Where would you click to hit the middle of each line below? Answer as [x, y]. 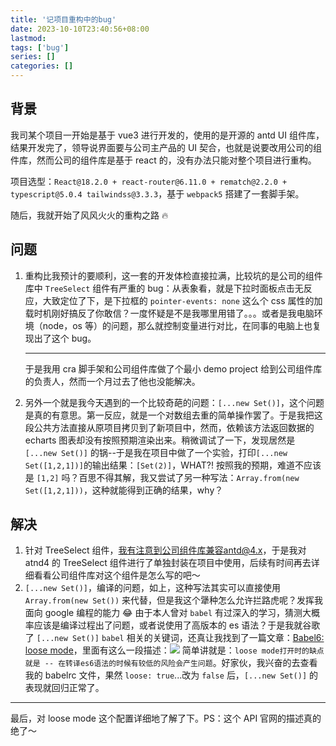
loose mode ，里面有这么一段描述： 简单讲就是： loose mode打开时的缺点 [174, 650]
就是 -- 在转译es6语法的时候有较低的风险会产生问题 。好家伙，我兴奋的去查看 [171, 663]
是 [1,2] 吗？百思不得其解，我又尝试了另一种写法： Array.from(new [162, 477]
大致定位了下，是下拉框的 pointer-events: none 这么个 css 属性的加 [182, 300]
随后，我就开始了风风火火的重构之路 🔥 [89, 215]
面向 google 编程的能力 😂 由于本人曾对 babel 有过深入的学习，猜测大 [168, 613]
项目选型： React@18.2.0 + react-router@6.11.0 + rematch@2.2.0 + [149, 181]
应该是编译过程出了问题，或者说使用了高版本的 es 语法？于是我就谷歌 [177, 625]
